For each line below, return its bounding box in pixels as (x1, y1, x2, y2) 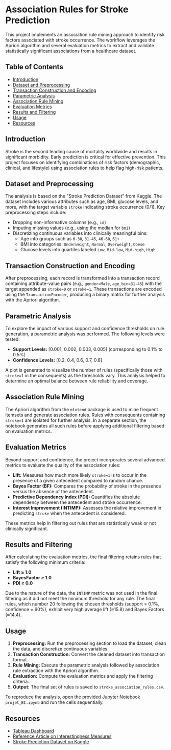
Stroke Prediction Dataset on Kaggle (12, 739, 89, 745)
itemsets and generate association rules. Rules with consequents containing (5, 412, 165, 418)
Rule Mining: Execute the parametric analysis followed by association (12, 662, 160, 668)
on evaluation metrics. (5, 428, 52, 434)
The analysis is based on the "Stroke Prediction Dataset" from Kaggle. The (5, 193, 162, 199)
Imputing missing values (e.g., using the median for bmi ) (12, 225, 130, 231)
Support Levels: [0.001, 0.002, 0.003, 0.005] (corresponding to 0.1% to (12, 346, 163, 352)
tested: (5, 336, 20, 342)
